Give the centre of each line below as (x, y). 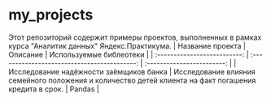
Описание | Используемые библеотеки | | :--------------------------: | (129, 54)
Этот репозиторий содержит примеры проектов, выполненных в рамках (135, 37)
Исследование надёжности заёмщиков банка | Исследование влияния (132, 71)
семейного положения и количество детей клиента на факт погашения (132, 80)
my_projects (51, 15)
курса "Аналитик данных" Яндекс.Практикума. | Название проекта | (127, 45)
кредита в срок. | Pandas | (54, 89)
